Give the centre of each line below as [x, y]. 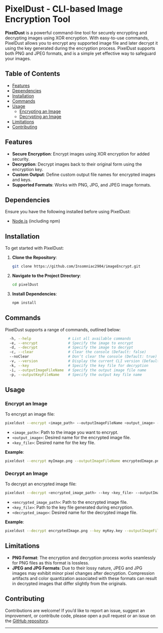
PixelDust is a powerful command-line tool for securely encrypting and [76, 33]
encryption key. [28, 169]
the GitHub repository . [27, 621]
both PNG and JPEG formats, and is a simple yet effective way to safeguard [81, 53]
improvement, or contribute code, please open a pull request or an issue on [80, 616]
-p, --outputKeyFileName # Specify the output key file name [76, 375]
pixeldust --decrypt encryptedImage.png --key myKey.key [64, 531]
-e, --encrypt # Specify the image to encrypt [71, 343]
